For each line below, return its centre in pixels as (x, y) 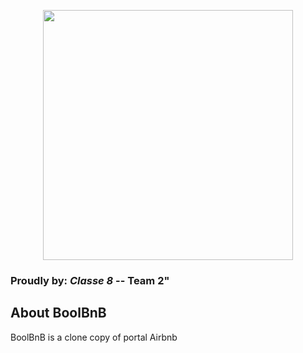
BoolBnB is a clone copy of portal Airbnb (94, 337)
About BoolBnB (58, 313)
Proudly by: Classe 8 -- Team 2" (90, 280)
